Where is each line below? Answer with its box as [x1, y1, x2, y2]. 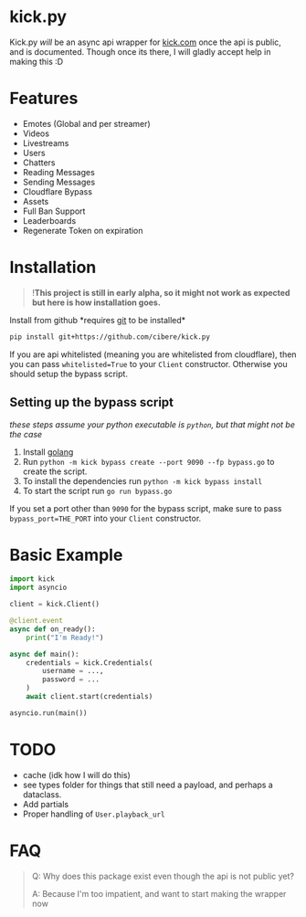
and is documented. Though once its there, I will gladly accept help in [9, 46, 271, 57]
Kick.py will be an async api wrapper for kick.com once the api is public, [9, 37, 281, 47]
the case [9, 428, 43, 439]
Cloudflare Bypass [22, 185, 93, 197]
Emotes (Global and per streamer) [22, 118, 151, 129]
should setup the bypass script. [9, 368, 128, 379]
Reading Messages [22, 166, 96, 177]
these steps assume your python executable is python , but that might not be [9, 418, 295, 430]
